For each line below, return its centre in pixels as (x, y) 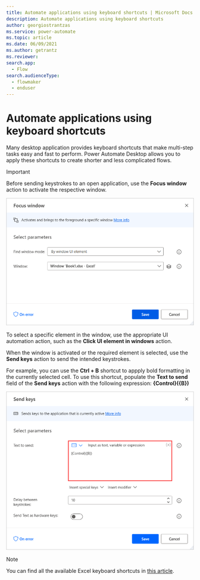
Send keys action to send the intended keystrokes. (68, 359)
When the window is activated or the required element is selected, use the (97, 353)
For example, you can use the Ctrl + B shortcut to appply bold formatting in (98, 371)
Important (18, 172)
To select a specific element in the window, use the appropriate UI (87, 335)
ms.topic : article (29, 38)
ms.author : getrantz (32, 51)
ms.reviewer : (22, 57)
